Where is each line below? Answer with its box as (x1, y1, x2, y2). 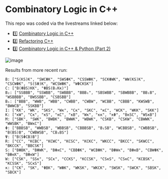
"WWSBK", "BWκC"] (5, 121, 42, 126)
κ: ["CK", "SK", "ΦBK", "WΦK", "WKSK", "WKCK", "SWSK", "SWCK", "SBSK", (5, 165, 161, 170)
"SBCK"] (5, 169, 22, 175)
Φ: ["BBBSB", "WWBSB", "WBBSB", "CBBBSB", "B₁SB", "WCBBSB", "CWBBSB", (5, 125, 159, 130)
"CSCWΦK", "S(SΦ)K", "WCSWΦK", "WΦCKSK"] (5, 81, 94, 86)
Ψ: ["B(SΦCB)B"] (5, 134, 39, 140)
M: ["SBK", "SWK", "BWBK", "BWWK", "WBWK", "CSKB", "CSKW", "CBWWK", (5, 116, 155, 122)
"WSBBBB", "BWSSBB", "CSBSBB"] (5, 95, 71, 100)
